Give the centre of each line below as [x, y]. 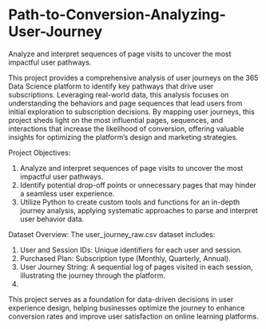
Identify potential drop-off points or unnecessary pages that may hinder [138, 184]
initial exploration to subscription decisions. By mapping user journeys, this [132, 111]
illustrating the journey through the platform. [92, 275]
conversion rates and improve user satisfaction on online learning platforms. [134, 316]
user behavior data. [52, 219]
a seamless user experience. [67, 193]
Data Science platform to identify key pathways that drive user [111, 86]
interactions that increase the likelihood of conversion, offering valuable [126, 129]
